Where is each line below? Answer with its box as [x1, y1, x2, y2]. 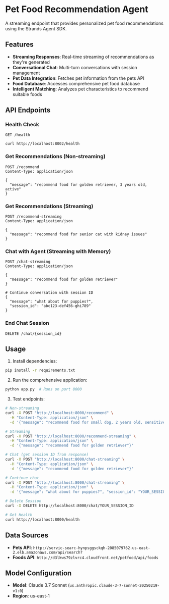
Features [5, 40, 34, 49]
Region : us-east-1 [12, 593, 50, 599]
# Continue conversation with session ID [5, 290, 94, 295]
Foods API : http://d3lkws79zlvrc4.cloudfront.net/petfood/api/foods [12, 554, 158, 560]
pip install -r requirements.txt [5, 368, 75, 373]
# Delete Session [5, 498, 42, 504]
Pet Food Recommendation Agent [5, 4, 148, 15]
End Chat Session [5, 320, 49, 327]
